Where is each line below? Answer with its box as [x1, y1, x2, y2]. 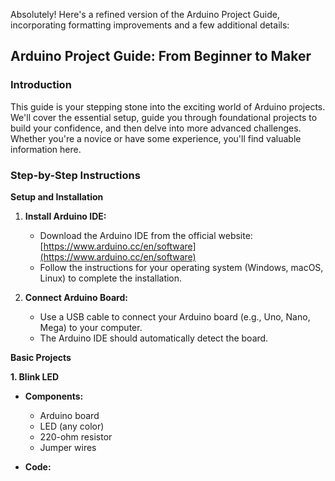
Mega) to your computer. [39, 321, 143, 333]
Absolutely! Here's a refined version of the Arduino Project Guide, [10, 9, 280, 20]
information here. [10, 143, 82, 155]
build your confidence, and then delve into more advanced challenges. [10, 122, 302, 134]
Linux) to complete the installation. [39, 272, 183, 284]
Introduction [10, 78, 72, 92]
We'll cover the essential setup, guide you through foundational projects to [10, 111, 318, 123]
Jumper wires [39, 441, 97, 453]
